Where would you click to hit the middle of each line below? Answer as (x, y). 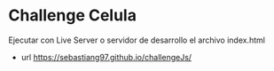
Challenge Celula (72, 16)
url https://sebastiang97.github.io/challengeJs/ (106, 57)
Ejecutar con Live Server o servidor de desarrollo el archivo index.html (137, 40)
